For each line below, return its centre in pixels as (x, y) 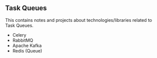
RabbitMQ (23, 40)
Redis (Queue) (27, 51)
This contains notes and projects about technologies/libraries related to (79, 20)
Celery (19, 35)
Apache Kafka (27, 45)
